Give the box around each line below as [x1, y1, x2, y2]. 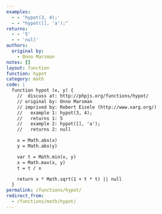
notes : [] [6, 59, 31, 65]
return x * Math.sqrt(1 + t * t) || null [17, 176, 122, 182]
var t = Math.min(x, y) [17, 154, 77, 160]
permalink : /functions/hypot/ [6, 187, 82, 194]
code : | [6, 82, 26, 88]
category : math [6, 76, 44, 82]
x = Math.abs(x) [17, 137, 58, 143]
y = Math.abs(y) [17, 143, 58, 149]
